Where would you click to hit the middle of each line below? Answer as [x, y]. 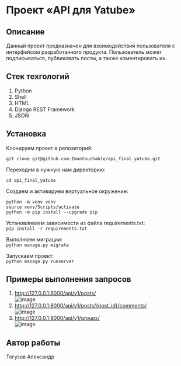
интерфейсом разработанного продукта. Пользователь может [84, 52]
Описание [25, 32]
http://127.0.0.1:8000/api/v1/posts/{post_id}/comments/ [81, 306]
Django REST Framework [44, 109]
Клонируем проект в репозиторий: [49, 148]
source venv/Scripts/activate [43, 207]
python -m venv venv [31, 202]
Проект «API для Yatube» [71, 10]
